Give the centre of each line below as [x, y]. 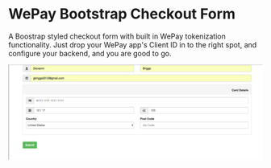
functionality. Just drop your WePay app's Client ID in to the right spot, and [133, 44]
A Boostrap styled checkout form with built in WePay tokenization [117, 36]
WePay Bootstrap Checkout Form [122, 14]
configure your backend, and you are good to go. [90, 53]
